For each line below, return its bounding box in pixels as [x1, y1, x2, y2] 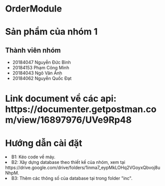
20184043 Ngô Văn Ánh [12, 70, 62, 76]
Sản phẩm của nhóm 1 [5, 26, 98, 38]
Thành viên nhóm [5, 46, 61, 54]
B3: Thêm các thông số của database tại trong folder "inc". [11, 175, 132, 181]
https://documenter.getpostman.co [5, 104, 156, 115]
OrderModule [5, 3, 62, 15]
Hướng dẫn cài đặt [5, 137, 82, 149]
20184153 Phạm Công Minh [12, 65, 69, 71]
